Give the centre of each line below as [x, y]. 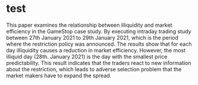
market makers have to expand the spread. [59, 75]
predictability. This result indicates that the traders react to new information [99, 63]
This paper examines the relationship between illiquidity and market [89, 25]
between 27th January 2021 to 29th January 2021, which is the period [92, 37]
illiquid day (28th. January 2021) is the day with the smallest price [87, 56]
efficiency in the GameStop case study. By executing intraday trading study [99, 31]
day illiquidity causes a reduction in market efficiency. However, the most [96, 50]
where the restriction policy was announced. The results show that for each [99, 44]
